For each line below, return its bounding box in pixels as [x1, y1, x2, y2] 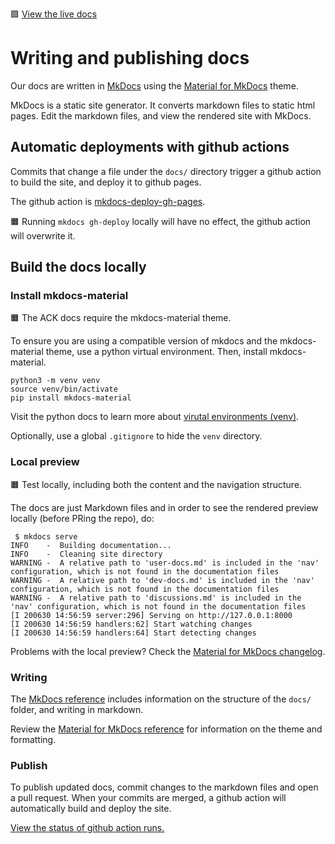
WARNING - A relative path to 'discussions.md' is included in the [10, 593, 302, 603]
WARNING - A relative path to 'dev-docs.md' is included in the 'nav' [10, 575, 315, 585]
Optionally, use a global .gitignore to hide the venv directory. [10, 430, 263, 442]
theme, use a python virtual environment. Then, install [45, 346, 268, 358]
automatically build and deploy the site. [10, 803, 172, 815]
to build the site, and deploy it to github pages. [10, 176, 202, 188]
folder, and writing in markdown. [10, 704, 144, 716]
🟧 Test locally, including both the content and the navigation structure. [10, 478, 303, 490]
